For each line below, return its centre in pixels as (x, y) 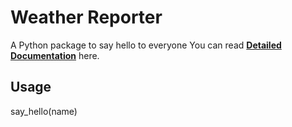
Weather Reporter (86, 17)
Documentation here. (55, 55)
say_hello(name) (44, 111)
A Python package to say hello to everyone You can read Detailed (146, 45)
